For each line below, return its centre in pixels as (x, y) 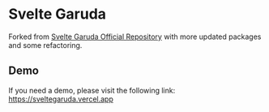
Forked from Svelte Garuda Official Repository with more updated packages (135, 37)
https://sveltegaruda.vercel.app (61, 99)
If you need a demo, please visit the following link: (92, 90)
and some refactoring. (45, 45)
